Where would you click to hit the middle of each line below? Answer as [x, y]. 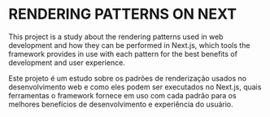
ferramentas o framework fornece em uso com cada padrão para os [123, 95]
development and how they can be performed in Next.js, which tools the [129, 45]
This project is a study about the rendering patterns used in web [116, 37]
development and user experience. [67, 63]
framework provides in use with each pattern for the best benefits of [123, 54]
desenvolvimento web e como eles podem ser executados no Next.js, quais [135, 87]
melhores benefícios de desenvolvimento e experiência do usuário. [121, 104]
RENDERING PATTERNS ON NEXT [123, 14]
